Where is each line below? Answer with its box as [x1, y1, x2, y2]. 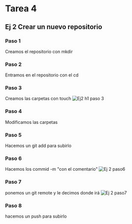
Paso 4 [5, 108, 22, 115]
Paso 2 [5, 61, 22, 68]
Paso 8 [5, 202, 22, 209]
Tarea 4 [5, 3, 37, 14]
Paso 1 [5, 37, 21, 44]
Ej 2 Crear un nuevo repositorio [5, 23, 102, 31]
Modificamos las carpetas [5, 119, 58, 125]
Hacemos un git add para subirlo [5, 143, 71, 149]
